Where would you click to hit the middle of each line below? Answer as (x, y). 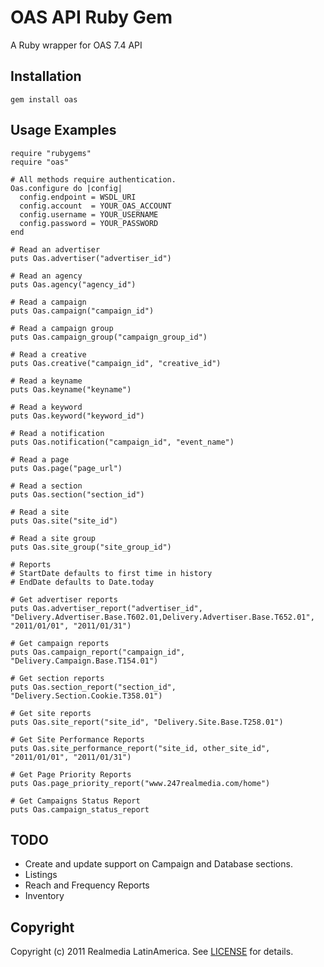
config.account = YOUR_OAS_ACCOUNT (95, 206)
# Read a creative (48, 354)
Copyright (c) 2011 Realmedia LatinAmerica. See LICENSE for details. (152, 952)
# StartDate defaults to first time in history (111, 573)
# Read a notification (57, 433)
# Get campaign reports (60, 643)
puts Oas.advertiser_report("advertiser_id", (106, 608)
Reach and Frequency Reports (87, 885)
